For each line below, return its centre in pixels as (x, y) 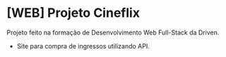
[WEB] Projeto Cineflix (73, 13)
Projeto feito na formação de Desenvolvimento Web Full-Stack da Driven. (113, 32)
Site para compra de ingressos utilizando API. (83, 46)
